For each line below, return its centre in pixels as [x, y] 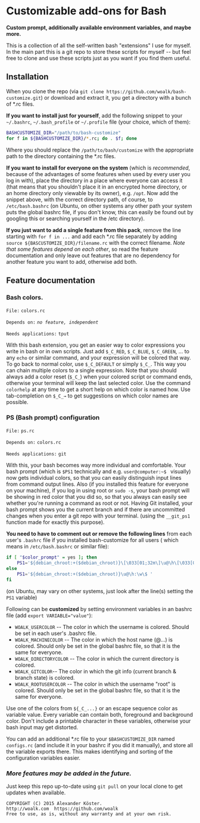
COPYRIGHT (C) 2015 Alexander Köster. [54, 804]
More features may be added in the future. [69, 773]
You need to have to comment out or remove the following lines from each [99, 534]
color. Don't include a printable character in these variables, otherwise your [99, 721]
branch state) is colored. [45, 677]
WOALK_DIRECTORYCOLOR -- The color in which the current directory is [97, 658]
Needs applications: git [36, 454]
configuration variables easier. [43, 758]
